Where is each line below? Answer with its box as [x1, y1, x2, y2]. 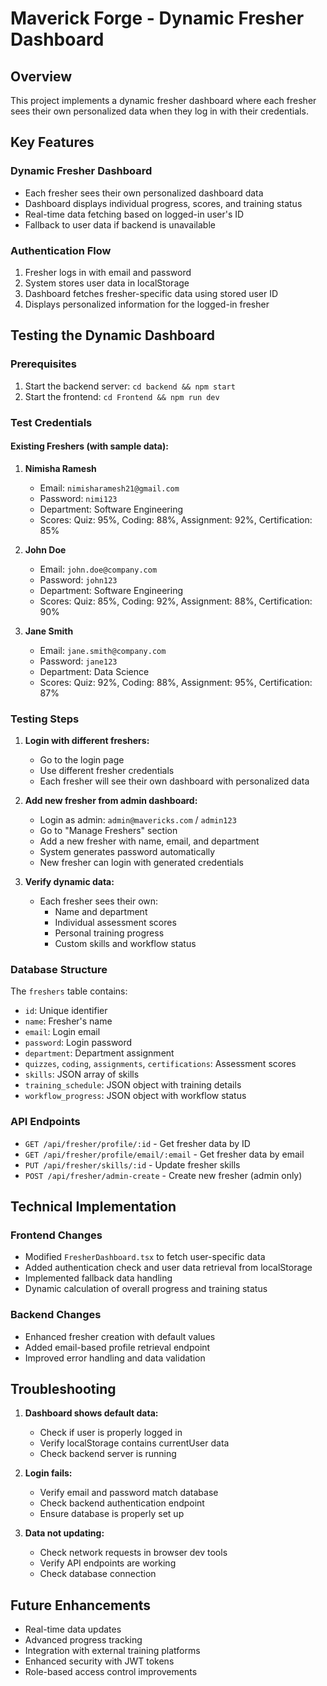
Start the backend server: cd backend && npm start [24, 380, 236, 392]
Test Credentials [10, 415, 93, 429]
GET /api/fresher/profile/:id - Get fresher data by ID [24, 1137, 251, 1149]
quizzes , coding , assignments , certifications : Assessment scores [24, 1058, 297, 1070]
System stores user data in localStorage [24, 277, 190, 289]
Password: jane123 [39, 655, 118, 667]
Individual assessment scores [54, 917, 177, 929]
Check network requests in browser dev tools [39, 1547, 228, 1559]
